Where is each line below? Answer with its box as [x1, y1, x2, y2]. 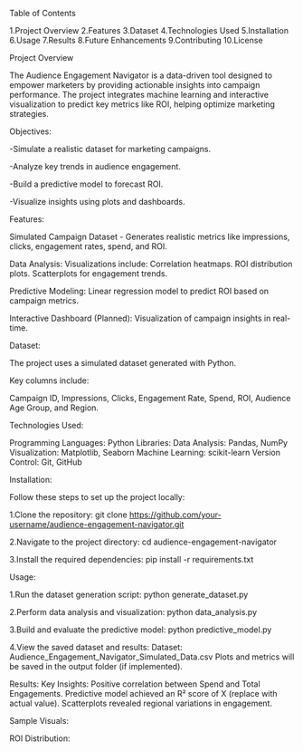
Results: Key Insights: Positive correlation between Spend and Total [9, 679, 260, 689]
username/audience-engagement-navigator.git [9, 519, 185, 529]
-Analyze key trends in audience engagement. [9, 161, 181, 171]
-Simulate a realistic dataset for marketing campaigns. [9, 144, 212, 154]
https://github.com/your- [129, 509, 222, 520]
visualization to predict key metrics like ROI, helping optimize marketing [9, 99, 276, 110]
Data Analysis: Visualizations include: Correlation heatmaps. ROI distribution [9, 258, 293, 269]
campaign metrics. [9, 295, 80, 306]
